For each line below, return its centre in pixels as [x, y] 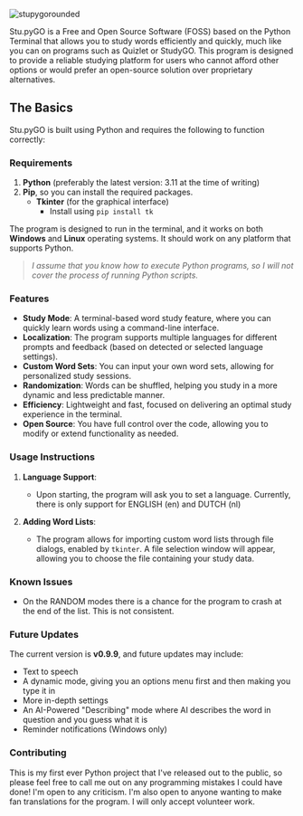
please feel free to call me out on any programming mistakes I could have [146, 782]
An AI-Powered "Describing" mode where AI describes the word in [147, 710]
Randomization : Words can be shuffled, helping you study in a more [150, 385]
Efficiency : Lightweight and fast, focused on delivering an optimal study [157, 405]
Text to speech [50, 672]
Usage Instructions [52, 457]
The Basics [42, 108]
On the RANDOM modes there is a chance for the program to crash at [152, 601]
